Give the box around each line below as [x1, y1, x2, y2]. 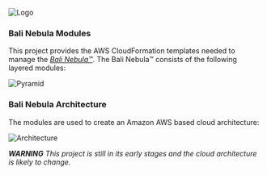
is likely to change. [8, 157, 71, 167]
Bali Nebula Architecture [8, 99, 107, 110]
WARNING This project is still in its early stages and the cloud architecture [8, 148, 257, 158]
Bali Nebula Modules [8, 27, 91, 39]
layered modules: [8, 63, 66, 73]
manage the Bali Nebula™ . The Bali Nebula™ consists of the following [8, 55, 237, 65]
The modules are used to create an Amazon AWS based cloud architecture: [8, 117, 260, 127]
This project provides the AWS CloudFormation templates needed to [8, 46, 236, 56]
